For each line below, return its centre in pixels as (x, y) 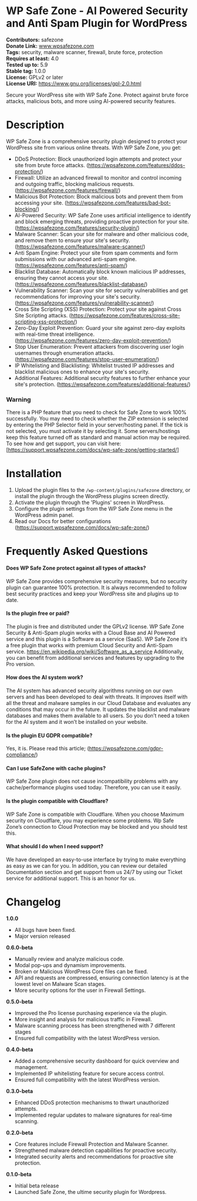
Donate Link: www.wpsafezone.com (50, 46)
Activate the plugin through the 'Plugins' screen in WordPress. (90, 502)
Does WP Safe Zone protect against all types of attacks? (76, 568)
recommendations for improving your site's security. (78, 296)
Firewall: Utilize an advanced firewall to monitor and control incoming (98, 177)
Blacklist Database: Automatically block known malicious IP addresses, (100, 272)
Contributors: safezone (35, 39)
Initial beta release (37, 1186)
